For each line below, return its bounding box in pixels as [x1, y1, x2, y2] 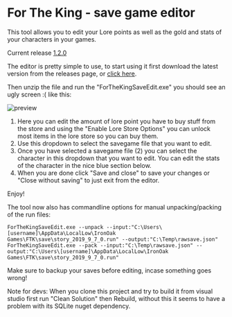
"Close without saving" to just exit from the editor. [17, 175, 160, 185]
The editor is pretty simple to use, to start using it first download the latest [7, 62, 218, 70]
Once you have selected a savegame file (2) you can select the [17, 146, 197, 155]
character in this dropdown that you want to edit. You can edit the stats [17, 154, 220, 162]
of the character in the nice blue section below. [17, 161, 152, 169]
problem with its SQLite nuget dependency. [7, 302, 131, 310]
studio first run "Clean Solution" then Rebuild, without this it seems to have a [7, 294, 226, 302]
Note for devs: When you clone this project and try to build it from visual [7, 286, 213, 295]
